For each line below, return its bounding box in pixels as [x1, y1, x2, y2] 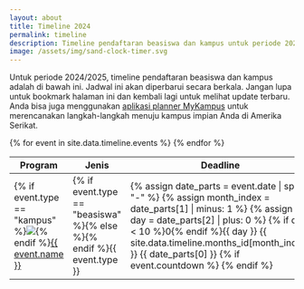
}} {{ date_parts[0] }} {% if [129, 248, 241, 261]
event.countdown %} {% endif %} [129, 259, 273, 272]
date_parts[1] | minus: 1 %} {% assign [129, 203, 293, 216]
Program [19, 159, 59, 172]
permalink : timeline [9, 30, 88, 39]
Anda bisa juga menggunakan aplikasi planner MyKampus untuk [9, 101, 249, 111]
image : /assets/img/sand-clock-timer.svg [9, 47, 168, 56]
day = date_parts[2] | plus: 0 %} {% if [129, 214, 290, 226]
